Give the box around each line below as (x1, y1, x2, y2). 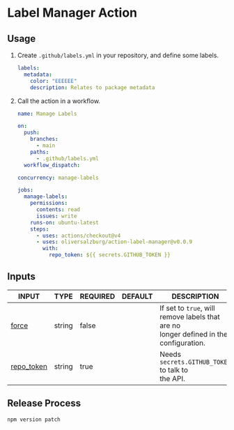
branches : (30, 136, 58, 143)
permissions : (30, 200, 68, 207)
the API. (159, 374, 186, 383)
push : (24, 129, 40, 137)
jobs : (17, 187, 33, 194)
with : (42, 245, 58, 252)
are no (159, 321, 181, 330)
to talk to (159, 364, 189, 374)
